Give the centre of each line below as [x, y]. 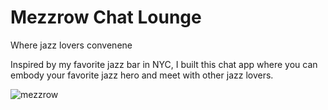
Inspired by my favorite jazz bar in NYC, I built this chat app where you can [164, 64]
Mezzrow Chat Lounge [106, 17]
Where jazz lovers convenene [71, 45]
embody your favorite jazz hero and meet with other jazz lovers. [142, 75]
